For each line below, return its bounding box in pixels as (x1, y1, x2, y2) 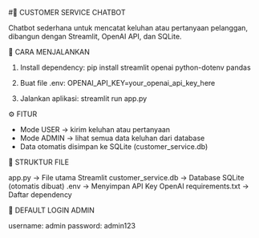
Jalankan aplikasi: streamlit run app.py (19, 94, 148, 103)
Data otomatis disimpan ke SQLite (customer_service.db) (19, 142, 208, 151)
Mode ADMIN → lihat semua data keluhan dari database (19, 133, 205, 143)
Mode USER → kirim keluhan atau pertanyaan (19, 125, 171, 134)
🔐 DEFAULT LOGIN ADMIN (8, 205, 95, 215)
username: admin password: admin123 (8, 221, 136, 230)
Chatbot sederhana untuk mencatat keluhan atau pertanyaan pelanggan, (8, 23, 249, 32)
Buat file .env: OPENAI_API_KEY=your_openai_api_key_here (19, 79, 216, 87)
